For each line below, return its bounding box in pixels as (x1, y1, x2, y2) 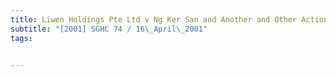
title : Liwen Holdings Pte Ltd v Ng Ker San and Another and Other (10, 14, 298, 25)
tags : (10, 33, 33, 43)
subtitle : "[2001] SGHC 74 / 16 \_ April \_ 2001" (10, 24, 208, 34)
